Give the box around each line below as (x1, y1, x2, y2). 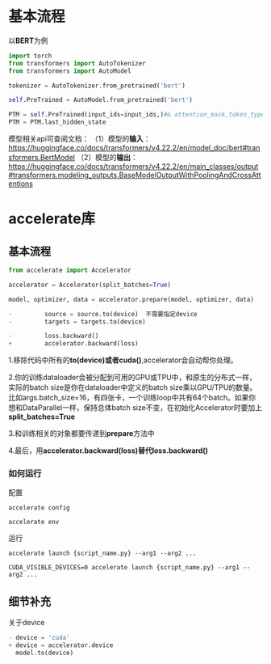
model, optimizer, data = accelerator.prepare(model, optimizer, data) (8, 295, 254, 303)
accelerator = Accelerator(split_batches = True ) (8, 281, 172, 289)
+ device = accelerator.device (8, 641, 114, 649)
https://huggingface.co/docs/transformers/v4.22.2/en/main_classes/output (8, 162, 259, 171)
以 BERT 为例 (8, 36, 48, 45)
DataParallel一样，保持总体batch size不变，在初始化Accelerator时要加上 (22, 403, 263, 412)
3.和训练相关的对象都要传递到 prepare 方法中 (8, 429, 155, 438)
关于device (8, 618, 45, 628)
